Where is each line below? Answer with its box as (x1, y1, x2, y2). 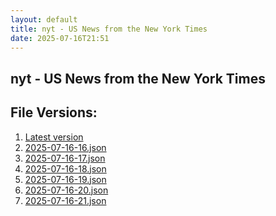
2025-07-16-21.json (24, 194, 107, 206)
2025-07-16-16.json (24, 141, 107, 153)
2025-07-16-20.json (24, 184, 109, 196)
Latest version (24, 131, 84, 143)
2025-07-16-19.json (24, 173, 107, 185)
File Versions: (10, 104, 98, 121)
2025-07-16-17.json (24, 152, 106, 164)
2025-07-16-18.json (24, 162, 107, 175)
